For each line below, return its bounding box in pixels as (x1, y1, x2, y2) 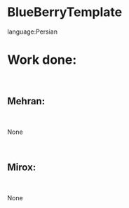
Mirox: (7, 162, 36, 174)
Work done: (7, 52, 77, 68)
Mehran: (7, 95, 46, 107)
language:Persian (7, 27, 58, 36)
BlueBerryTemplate (7, 4, 123, 20)
